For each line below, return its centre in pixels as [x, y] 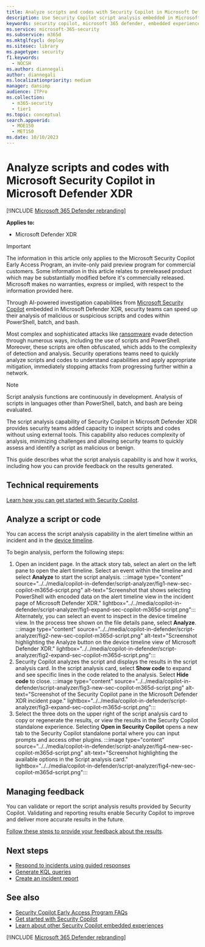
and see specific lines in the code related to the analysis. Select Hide [102, 675]
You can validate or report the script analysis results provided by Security [99, 807]
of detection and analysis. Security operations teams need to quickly [92, 353]
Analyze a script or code [54, 519]
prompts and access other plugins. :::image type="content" [90, 740]
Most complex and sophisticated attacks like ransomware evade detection [100, 334]
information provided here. [40, 290]
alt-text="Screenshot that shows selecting [138, 590]
